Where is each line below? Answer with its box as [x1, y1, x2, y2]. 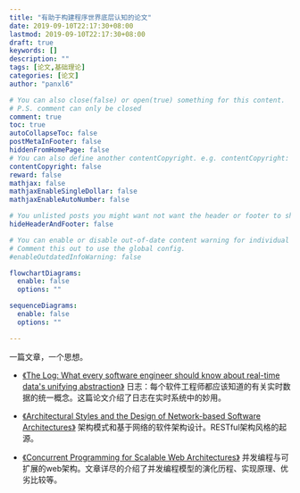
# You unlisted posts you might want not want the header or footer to [9, 212, 281, 221]
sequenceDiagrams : [9, 301, 78, 311]
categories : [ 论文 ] [9, 71, 79, 80]
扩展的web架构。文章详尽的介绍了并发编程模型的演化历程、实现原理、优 [21, 463, 288, 473]
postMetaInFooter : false [9, 138, 102, 146]
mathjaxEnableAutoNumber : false [9, 196, 129, 205]
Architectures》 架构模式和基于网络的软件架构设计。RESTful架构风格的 [21, 422, 279, 432]
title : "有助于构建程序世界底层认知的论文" [9, 13, 152, 22]
